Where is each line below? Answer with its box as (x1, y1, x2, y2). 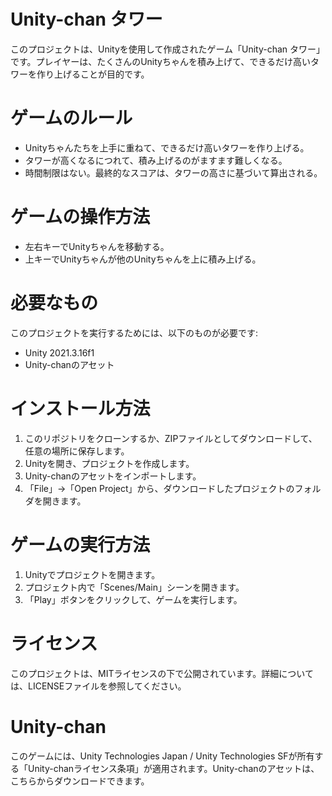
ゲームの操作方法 (10, 206, 151, 229)
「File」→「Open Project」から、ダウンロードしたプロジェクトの (24, 482, 295, 494)
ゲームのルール (10, 107, 133, 130)
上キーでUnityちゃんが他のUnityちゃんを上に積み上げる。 (24, 253, 262, 265)
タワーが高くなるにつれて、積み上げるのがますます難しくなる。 (24, 154, 288, 166)
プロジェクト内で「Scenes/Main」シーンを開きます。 (24, 581, 245, 593)
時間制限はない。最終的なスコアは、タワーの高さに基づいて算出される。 (24, 166, 323, 179)
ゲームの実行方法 (10, 533, 151, 556)
